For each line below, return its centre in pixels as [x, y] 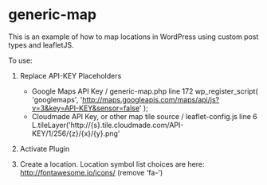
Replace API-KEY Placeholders [71, 75]
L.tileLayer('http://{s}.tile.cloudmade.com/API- [108, 125]
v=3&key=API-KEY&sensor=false [85, 108]
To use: [21, 60]
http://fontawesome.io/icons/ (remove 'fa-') [91, 172]
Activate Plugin [45, 148]
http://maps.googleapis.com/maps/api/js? [151, 99]
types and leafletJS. [41, 44]
